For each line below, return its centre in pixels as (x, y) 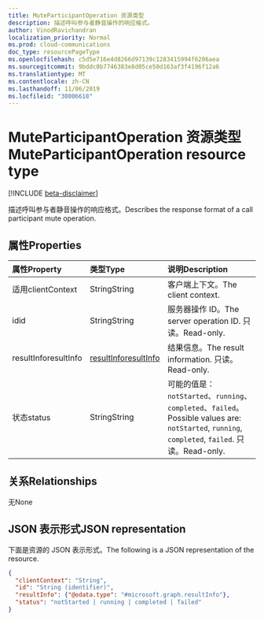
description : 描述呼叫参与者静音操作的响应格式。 (81, 23)
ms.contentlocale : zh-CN (49, 81)
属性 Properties (45, 245)
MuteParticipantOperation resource (127, 155)
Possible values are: (205, 418)
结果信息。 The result (206, 348)
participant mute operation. (52, 218)
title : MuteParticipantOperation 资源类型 (76, 15)
